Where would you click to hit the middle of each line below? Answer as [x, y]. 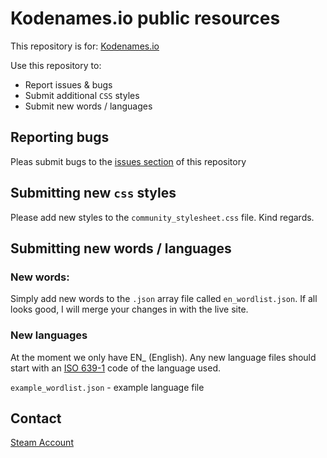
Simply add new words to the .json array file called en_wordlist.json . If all [164, 299]
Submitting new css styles [93, 193]
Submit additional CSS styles [82, 95]
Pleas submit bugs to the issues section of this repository [128, 161]
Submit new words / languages [88, 106]
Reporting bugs [60, 137]
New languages [49, 335]
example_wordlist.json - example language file [107, 387]
